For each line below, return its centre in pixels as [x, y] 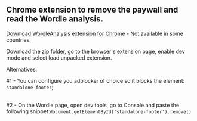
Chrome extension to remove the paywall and [92, 10]
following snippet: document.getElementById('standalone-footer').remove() [99, 111]
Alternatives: [22, 69]
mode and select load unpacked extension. [59, 58]
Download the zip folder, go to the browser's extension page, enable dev [96, 51]
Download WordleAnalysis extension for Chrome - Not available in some [95, 33]
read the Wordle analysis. [55, 19]
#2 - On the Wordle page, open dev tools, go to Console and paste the [93, 105]
